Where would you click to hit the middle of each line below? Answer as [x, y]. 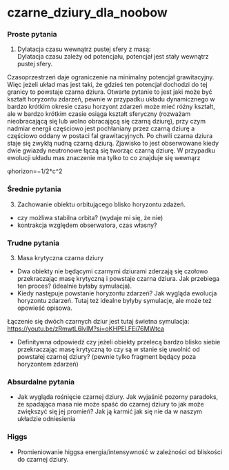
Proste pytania [32, 35]
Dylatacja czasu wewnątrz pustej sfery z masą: [84, 49]
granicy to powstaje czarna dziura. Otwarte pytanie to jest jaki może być [110, 92]
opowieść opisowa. [44, 308]
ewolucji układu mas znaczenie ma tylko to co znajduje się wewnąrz [104, 158]
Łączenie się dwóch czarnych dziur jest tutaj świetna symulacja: [98, 322]
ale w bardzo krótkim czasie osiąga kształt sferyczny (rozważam [99, 114]
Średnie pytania [34, 189]
